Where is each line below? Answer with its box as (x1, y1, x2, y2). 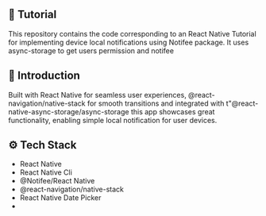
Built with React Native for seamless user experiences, (8, 90, 187, 99)
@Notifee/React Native (19, 176, 95, 186)
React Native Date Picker (19, 193, 102, 202)
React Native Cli (19, 168, 73, 177)
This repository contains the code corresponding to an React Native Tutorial (8, 29, 256, 38)
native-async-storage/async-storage (8, 106, 129, 116)
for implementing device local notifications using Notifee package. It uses (8, 37, 249, 47)
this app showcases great (130, 106, 215, 116)
